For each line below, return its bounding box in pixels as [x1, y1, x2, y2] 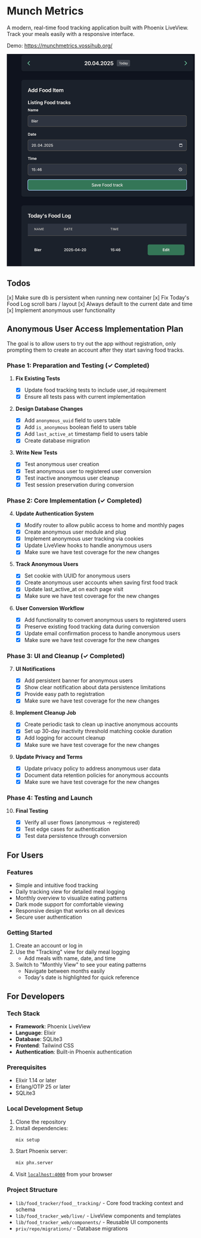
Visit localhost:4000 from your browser [15, 1171, 113, 1178]
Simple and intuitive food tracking [15, 882, 98, 889]
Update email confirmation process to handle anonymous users [24, 629, 181, 637]
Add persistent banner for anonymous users [24, 677, 133, 684]
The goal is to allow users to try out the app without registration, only [7, 340, 177, 347]
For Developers [7, 991, 65, 1001]
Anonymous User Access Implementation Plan [7, 324, 184, 334]
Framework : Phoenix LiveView [15, 1022, 91, 1030]
